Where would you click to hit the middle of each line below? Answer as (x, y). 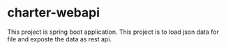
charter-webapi (53, 13)
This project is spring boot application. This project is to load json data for (113, 32)
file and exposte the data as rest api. (60, 39)
